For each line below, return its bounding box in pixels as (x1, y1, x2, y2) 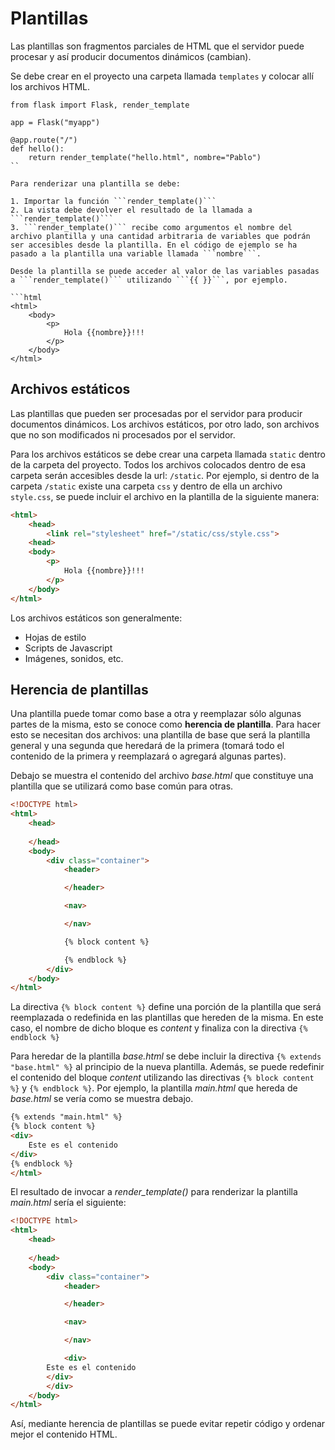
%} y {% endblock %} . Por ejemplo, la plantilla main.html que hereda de (10, 1082, 298, 1094)
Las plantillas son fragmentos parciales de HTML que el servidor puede (10, 40, 305, 52)
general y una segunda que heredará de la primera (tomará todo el (10, 740, 285, 752)
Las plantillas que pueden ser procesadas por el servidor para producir (10, 407, 303, 419)
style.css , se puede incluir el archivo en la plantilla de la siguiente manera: (10, 490, 320, 502)
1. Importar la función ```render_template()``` (10, 196, 217, 206)
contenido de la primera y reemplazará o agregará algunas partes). (10, 750, 287, 762)
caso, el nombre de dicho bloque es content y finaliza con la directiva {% (10, 1022, 308, 1034)
